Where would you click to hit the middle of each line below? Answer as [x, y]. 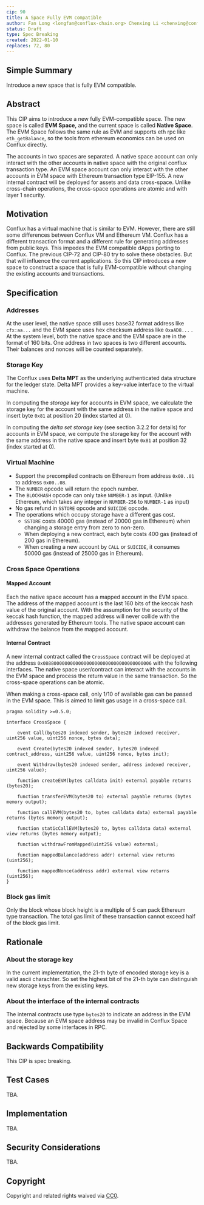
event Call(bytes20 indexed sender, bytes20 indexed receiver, [99, 733]
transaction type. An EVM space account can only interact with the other [97, 169]
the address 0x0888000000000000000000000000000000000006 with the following [102, 663]
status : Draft [24, 29]
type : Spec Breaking [32, 35]
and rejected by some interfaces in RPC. [57, 1027]
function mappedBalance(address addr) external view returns [96, 855]
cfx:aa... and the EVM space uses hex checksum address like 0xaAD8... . [100, 330]
